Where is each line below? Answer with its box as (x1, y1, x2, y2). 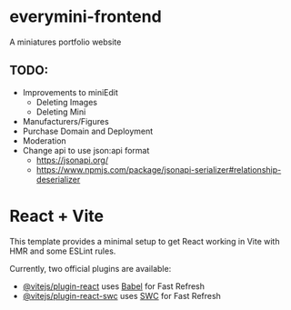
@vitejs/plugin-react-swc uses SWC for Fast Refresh (22, 290, 221, 301)
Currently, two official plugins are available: (9, 263, 172, 274)
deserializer (35, 174, 81, 185)
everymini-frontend (9, 6, 162, 27)
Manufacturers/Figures (22, 115, 109, 126)
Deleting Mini (35, 106, 86, 117)
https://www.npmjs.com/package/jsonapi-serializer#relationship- (35, 164, 282, 175)
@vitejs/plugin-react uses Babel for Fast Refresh (22, 280, 206, 292)
